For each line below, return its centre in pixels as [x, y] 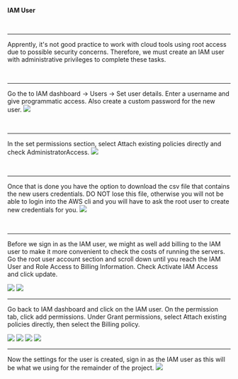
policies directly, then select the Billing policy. [74, 324]
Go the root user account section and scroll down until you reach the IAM [114, 259]
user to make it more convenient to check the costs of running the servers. [116, 252]
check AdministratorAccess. [49, 152]
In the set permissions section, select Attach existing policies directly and [114, 144]
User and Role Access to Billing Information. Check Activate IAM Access [113, 267]
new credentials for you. [43, 210]
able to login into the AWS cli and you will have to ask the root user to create [118, 201]
